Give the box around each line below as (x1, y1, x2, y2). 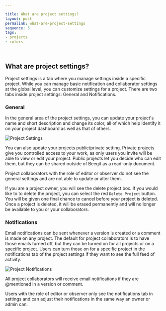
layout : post (5, 16, 32, 21)
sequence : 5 (5, 25, 30, 30)
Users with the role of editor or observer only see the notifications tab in (5, 291, 153, 297)
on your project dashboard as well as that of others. (5, 125, 111, 131)
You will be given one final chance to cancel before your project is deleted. (5, 196, 158, 202)
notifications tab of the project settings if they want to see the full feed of (5, 251, 155, 257)
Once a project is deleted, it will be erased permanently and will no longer (5, 201, 156, 207)
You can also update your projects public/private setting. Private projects (5, 145, 155, 151)
